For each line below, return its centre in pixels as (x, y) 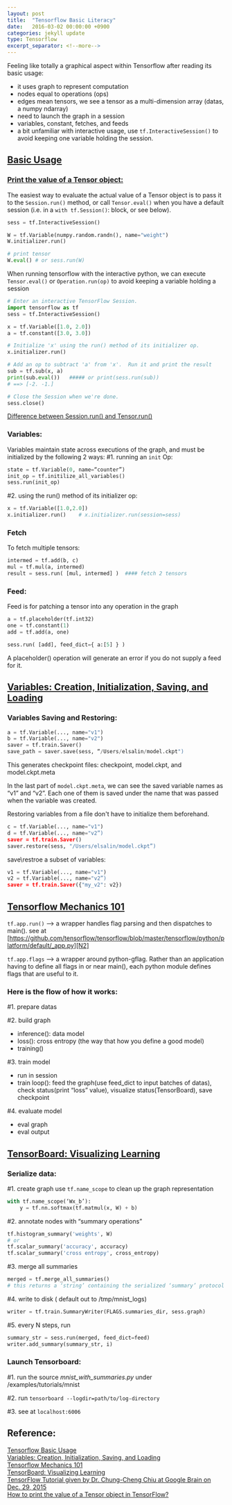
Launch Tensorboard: (44, 1362)
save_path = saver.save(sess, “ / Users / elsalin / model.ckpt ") (96, 752)
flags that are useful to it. (43, 973)
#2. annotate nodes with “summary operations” (75, 1221)
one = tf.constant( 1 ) (38, 626)
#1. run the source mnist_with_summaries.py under (80, 1377)
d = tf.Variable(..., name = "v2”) (55, 833)
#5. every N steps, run (39, 1325)
